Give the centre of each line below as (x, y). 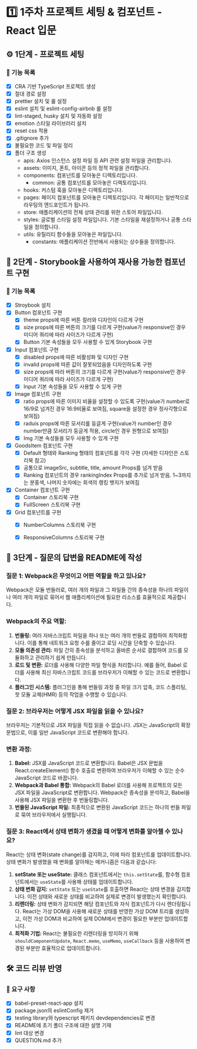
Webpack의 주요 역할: (36, 621)
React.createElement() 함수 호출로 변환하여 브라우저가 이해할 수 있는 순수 (100, 771)
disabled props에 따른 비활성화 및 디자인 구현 (76, 357)
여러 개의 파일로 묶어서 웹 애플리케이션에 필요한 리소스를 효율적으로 (89, 597)
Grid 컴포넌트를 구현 (38, 512)
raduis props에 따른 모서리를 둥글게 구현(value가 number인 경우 (98, 423)
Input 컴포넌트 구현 (36, 349)
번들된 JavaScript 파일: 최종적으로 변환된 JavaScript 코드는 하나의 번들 (97, 807)
